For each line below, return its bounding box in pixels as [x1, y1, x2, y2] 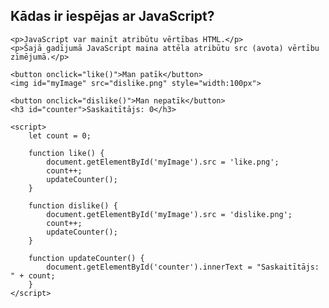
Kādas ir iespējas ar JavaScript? [10, 8, 215, 25]
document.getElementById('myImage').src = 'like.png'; [46, 157, 280, 167]
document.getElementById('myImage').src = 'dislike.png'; [46, 209, 293, 219]
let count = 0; [28, 130, 92, 141]
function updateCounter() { [28, 253, 145, 263]
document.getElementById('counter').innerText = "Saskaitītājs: [46, 262, 320, 272]
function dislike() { [28, 200, 118, 211]
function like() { [28, 148, 105, 158]
